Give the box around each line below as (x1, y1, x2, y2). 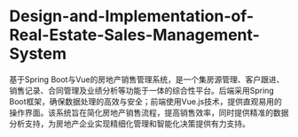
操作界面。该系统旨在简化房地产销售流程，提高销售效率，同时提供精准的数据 (9, 107, 289, 118)
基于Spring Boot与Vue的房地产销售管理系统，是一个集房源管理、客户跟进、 (9, 73, 285, 85)
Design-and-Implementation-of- (9, 6, 255, 27)
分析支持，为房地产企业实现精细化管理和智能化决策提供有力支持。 (9, 118, 250, 129)
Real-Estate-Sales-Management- (9, 25, 260, 45)
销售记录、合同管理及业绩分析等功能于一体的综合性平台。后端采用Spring (9, 85, 275, 95)
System (9, 44, 67, 64)
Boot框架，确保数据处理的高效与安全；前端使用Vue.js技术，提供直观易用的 (9, 95, 282, 107)
